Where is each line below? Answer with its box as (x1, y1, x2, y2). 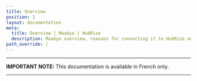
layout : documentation (6, 19, 62, 25)
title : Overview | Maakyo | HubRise (11, 31, 101, 36)
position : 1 (6, 14, 35, 20)
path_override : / (6, 42, 49, 48)
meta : (6, 25, 19, 31)
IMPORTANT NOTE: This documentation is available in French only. (6, 63, 169, 70)
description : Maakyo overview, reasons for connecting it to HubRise (11, 36, 185, 42)
